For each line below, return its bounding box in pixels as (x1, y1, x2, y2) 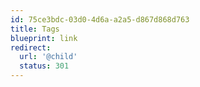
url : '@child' (19, 52, 78, 62)
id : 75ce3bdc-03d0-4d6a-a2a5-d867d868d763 (10, 14, 190, 25)
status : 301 (19, 61, 70, 71)
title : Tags (10, 24, 60, 34)
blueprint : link (10, 33, 78, 43)
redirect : (10, 42, 52, 53)
